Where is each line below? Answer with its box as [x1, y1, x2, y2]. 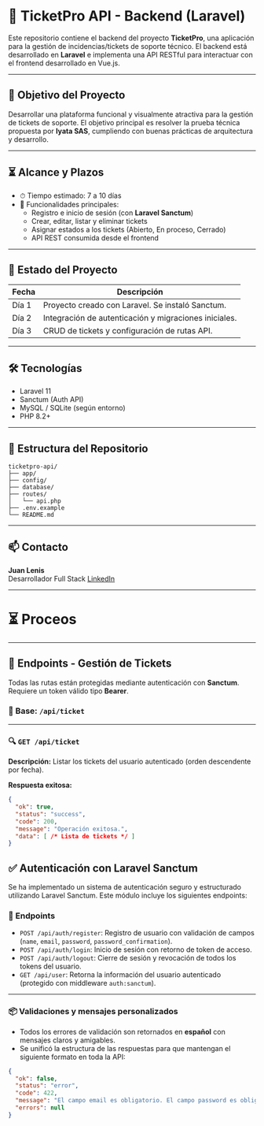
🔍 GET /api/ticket [8, 736, 80, 747]
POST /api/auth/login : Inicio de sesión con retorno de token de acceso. [19, 945, 253, 954]
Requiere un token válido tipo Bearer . [8, 686, 130, 696]
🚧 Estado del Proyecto [8, 263, 118, 277]
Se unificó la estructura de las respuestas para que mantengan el [19, 1043, 231, 1053]
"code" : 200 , [15, 817, 58, 826]
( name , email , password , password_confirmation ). [19, 937, 173, 946]
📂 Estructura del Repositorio [8, 441, 148, 455]
